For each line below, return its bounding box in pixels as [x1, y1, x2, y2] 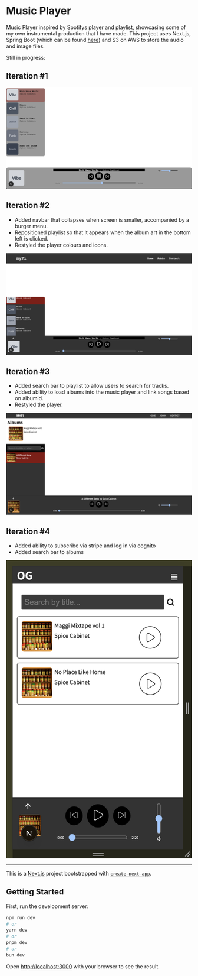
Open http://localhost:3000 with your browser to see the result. [6, 962, 160, 970]
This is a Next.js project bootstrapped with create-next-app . [6, 870, 152, 877]
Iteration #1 [6, 71, 48, 81]
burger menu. [14, 222, 48, 229]
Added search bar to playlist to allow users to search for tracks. [14, 382, 169, 390]
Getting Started [6, 887, 64, 897]
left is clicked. [14, 235, 49, 242]
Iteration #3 [6, 367, 50, 377]
